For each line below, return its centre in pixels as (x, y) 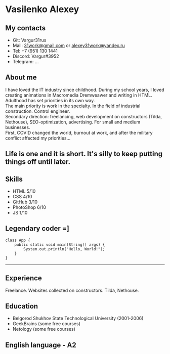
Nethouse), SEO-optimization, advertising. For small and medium (73, 122)
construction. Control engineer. (38, 111)
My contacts (26, 28)
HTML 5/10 (24, 191)
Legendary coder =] (37, 229)
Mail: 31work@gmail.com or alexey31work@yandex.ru (69, 46)
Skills (14, 179)
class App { (18, 240)
